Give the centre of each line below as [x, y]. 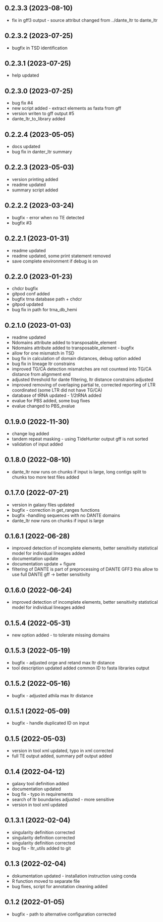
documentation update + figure [44, 564]
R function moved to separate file [46, 881]
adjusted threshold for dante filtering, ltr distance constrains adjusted [82, 379]
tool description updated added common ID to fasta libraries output [81, 668]
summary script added [35, 190]
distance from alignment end [41, 374]
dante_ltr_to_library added [38, 119]
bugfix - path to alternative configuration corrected [64, 914]
